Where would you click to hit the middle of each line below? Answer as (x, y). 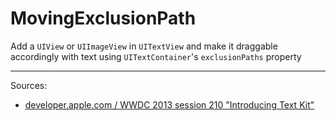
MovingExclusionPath (103, 18)
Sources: (29, 85)
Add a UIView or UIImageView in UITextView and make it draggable (144, 46)
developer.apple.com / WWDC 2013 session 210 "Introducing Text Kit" (169, 104)
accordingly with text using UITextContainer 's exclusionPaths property (156, 56)
